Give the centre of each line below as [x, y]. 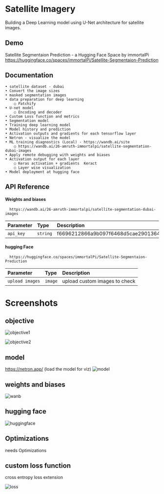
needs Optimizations [26, 450]
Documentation [29, 75]
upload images [24, 281]
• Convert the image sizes [32, 91]
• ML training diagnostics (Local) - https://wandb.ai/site [68, 142]
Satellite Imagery [40, 9]
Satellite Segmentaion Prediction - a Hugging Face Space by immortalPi [77, 55]
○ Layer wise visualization [42, 168]
